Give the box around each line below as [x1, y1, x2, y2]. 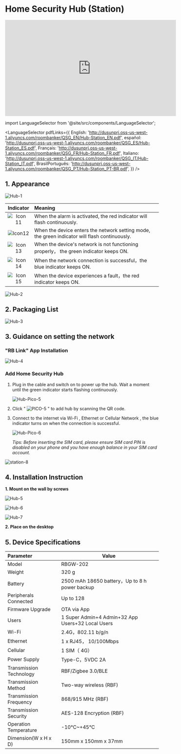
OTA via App [61, 606, 90, 613]
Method [7, 685, 25, 691]
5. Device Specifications [5, 538, 80, 546]
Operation [7, 721, 31, 728]
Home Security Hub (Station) [5, 3, 124, 15]
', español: [121, 134, 141, 140]
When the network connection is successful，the [34, 257, 147, 264]
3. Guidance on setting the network [5, 332, 115, 340]
